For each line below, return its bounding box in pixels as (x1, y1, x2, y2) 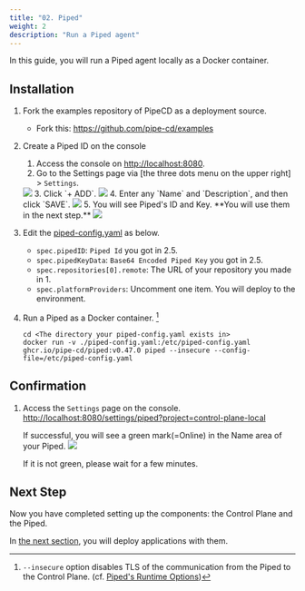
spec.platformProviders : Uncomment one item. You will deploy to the (35, 283, 296, 295)
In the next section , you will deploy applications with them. (9, 536, 229, 547)
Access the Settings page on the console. (22, 402, 182, 413)
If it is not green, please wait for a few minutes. (22, 458, 198, 468)
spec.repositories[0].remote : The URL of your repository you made (35, 264, 292, 275)
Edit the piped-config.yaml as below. (22, 228, 161, 239)
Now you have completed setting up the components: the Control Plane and (9, 508, 293, 519)
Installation (9, 81, 74, 96)
